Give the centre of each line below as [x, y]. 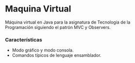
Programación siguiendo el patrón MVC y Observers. [58, 27]
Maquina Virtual [38, 9]
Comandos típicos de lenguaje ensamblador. [57, 55]
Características [24, 39]
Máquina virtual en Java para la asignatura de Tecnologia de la [68, 22]
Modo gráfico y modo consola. [43, 50]
